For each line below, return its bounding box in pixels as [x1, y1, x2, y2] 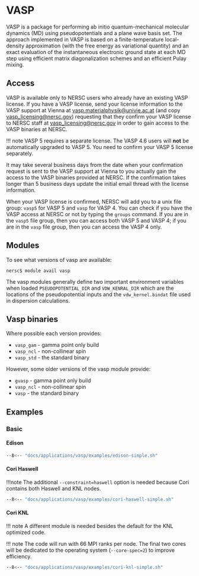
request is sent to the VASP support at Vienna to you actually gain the [6, 167, 176, 175]
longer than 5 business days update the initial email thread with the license [6, 180, 189, 187]
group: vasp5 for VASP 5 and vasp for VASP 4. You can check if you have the [6, 204, 192, 211]
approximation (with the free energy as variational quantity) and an [26, 42, 189, 49]
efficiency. [6, 553, 32, 560]
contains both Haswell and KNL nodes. [6, 485, 101, 492]
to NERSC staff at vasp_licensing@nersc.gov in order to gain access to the [6, 119, 189, 126]
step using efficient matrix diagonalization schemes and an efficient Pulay [6, 55, 187, 62]
